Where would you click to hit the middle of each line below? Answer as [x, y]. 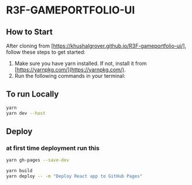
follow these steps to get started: [46, 52]
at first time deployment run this [53, 148]
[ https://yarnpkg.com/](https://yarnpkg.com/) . [70, 70]
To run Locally [32, 94]
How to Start [29, 32]
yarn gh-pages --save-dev [37, 160]
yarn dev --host [26, 113]
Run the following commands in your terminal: [70, 76]
